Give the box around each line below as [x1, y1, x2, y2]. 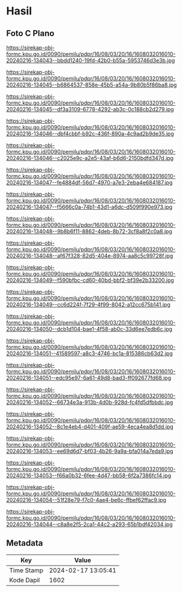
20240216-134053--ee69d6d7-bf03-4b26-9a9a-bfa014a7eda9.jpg [6, 448, 173, 454]
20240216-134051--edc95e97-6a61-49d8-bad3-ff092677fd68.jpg [6, 374, 172, 381]
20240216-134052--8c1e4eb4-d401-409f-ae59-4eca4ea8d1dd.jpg [6, 423, 174, 430]
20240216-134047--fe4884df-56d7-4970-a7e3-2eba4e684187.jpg [6, 179, 173, 186]
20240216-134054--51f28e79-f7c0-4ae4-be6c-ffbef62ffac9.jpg [6, 496, 167, 503]
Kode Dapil [9, 576, 40, 584]
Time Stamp [9, 566, 44, 575]
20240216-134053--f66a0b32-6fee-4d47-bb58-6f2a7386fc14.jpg [6, 472, 172, 479]
